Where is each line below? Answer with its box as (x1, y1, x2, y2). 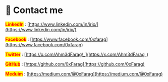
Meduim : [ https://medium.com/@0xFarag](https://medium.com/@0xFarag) (5, 70, 163, 77)
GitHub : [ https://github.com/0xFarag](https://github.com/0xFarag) (5, 61, 145, 67)
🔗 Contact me (5, 5, 63, 16)
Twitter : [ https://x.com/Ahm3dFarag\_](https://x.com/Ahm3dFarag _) (5, 51, 149, 57)
